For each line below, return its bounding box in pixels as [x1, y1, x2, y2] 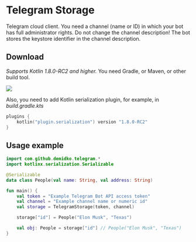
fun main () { [6, 188, 38, 194]
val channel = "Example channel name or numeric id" [16, 199, 148, 205]
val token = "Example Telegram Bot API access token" [16, 193, 150, 199]
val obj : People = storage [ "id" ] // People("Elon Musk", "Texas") [16, 225, 182, 231]
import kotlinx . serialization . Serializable [6, 162, 114, 167]
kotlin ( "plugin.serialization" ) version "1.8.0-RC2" [16, 119, 148, 125]
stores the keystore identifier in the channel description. [6, 35, 141, 42]
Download [6, 52, 44, 62]
